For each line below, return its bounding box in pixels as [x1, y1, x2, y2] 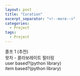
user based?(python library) [5, 60, 61, 66]
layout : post [5, 7, 32, 12]
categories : [5, 21, 29, 26]
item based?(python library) [5, 65, 61, 71]
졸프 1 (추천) [5, 49, 28, 54]
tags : [5, 30, 16, 35]
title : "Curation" [5, 12, 43, 17]
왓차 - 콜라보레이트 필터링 [5, 54, 54, 60]
